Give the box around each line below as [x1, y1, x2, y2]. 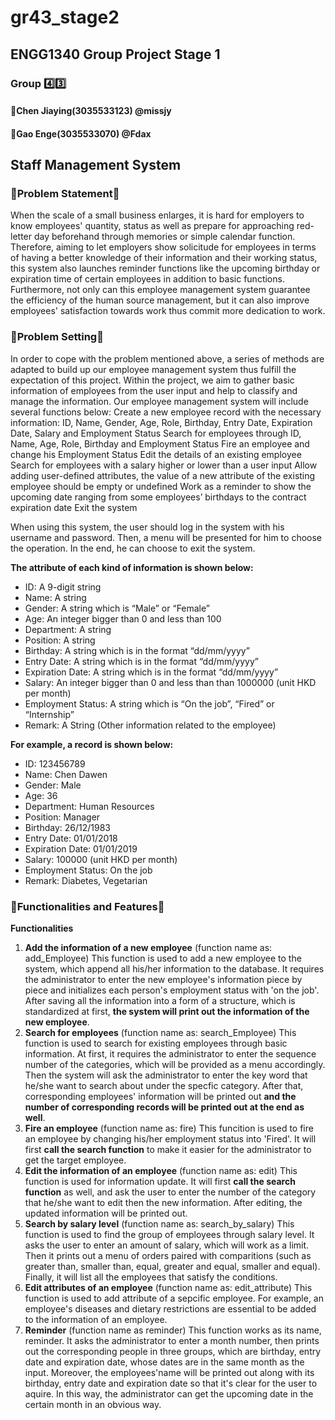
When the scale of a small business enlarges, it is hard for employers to [10, 209, 305, 221]
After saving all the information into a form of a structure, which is [24, 994, 296, 1006]
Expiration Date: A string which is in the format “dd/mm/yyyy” [24, 666, 279, 678]
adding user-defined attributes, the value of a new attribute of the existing [10, 469, 316, 481]
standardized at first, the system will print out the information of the [24, 1005, 310, 1017]
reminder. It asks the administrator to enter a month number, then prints [24, 1334, 320, 1346]
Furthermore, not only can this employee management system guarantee [10, 284, 311, 296]
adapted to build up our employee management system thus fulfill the [10, 363, 297, 375]
